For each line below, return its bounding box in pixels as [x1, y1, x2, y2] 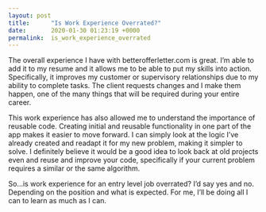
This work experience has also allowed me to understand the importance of [8, 113, 256, 123]
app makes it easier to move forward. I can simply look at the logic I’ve [8, 130, 239, 140]
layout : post [8, 11, 52, 20]
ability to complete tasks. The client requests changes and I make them [8, 81, 241, 91]
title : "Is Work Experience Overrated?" [8, 19, 161, 27]
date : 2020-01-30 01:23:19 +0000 [8, 26, 141, 34]
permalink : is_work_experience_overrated [8, 33, 151, 42]
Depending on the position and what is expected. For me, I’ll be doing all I [8, 187, 249, 197]
